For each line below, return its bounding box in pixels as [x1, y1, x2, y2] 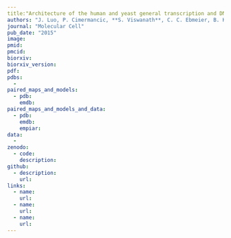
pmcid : [7, 49, 26, 56]
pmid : [7, 42, 23, 49]
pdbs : [7, 73, 23, 81]
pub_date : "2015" [7, 29, 57, 36]
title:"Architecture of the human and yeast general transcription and [7, 10, 217, 17]
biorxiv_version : [7, 61, 57, 68]
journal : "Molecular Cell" [7, 23, 85, 29]
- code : [13, 150, 36, 158]
